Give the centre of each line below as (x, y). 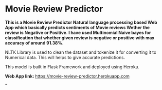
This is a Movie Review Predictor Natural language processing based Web (81, 22)
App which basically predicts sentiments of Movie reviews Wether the (77, 27)
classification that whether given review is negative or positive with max (80, 38)
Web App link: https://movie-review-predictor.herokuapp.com (67, 76)
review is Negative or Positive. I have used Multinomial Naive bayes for (78, 32)
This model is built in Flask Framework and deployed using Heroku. (72, 67)
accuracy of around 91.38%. (35, 43)
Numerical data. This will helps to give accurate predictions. (65, 57)
